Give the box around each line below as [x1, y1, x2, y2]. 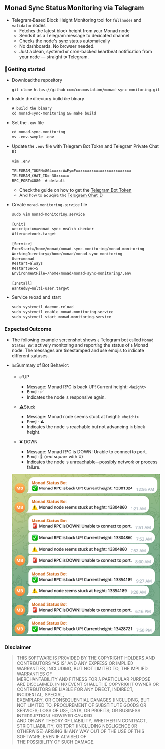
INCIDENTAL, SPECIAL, [16, 691, 65, 697]
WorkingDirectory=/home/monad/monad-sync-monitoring [11, 251, 123, 257]
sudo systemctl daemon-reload [11, 305, 74, 310]
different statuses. [11, 353, 49, 358]
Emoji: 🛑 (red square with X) [26, 454, 83, 460]
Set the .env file [11, 120, 44, 126]
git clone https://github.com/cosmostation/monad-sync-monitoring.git [11, 87, 160, 93]
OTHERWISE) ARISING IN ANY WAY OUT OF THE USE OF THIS [16, 728, 145, 734]
